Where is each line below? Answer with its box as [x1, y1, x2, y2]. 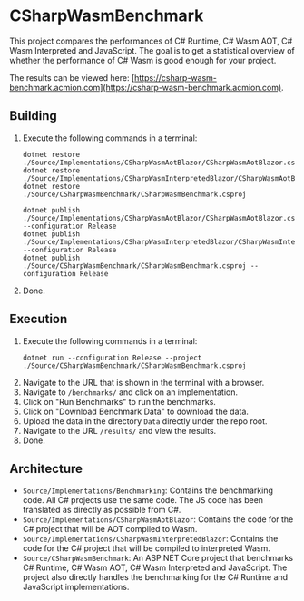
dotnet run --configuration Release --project [22, 353, 202, 362]
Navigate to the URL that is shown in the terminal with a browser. [22, 377, 265, 388]
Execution [9, 311, 68, 327]
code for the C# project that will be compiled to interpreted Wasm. [22, 543, 270, 554]
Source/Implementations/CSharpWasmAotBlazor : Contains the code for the [22, 514, 294, 525]
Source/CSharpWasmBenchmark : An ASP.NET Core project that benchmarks [22, 553, 293, 564]
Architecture [9, 460, 83, 477]
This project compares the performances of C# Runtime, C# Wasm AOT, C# [9, 35, 293, 46]
